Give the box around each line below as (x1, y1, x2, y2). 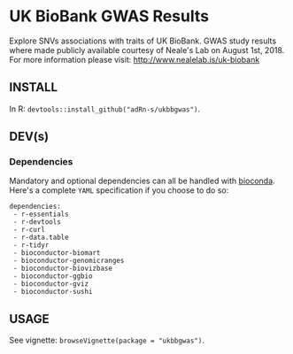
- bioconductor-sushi (12, 288, 93, 296)
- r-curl (12, 226, 46, 235)
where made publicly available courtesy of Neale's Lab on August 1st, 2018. (9, 44, 285, 55)
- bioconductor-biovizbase (12, 264, 113, 273)
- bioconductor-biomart (12, 249, 101, 258)
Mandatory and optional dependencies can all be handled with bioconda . (9, 175, 276, 187)
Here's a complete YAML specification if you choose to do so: (9, 185, 229, 196)
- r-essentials (12, 210, 69, 219)
